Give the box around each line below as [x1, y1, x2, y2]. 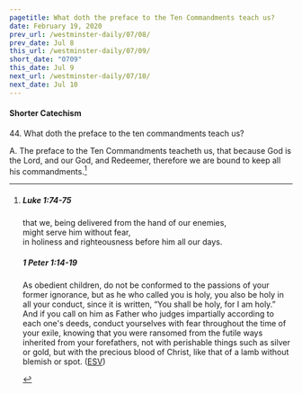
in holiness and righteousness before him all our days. [22, 237, 223, 247]
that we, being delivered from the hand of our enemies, [22, 218, 227, 228]
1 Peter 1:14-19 [22, 257, 78, 268]
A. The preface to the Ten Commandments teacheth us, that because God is [9, 145, 292, 156]
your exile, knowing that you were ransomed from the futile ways [22, 327, 263, 338]
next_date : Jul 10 [9, 80, 78, 89]
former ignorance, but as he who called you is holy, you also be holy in [22, 290, 285, 300]
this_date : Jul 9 [9, 64, 75, 73]
